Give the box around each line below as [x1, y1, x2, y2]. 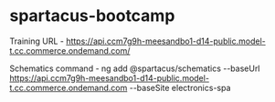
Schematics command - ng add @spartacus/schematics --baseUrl [9, 63, 260, 74]
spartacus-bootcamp [9, 5, 175, 26]
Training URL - [9, 36, 64, 46]
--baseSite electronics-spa [129, 82, 231, 93]
